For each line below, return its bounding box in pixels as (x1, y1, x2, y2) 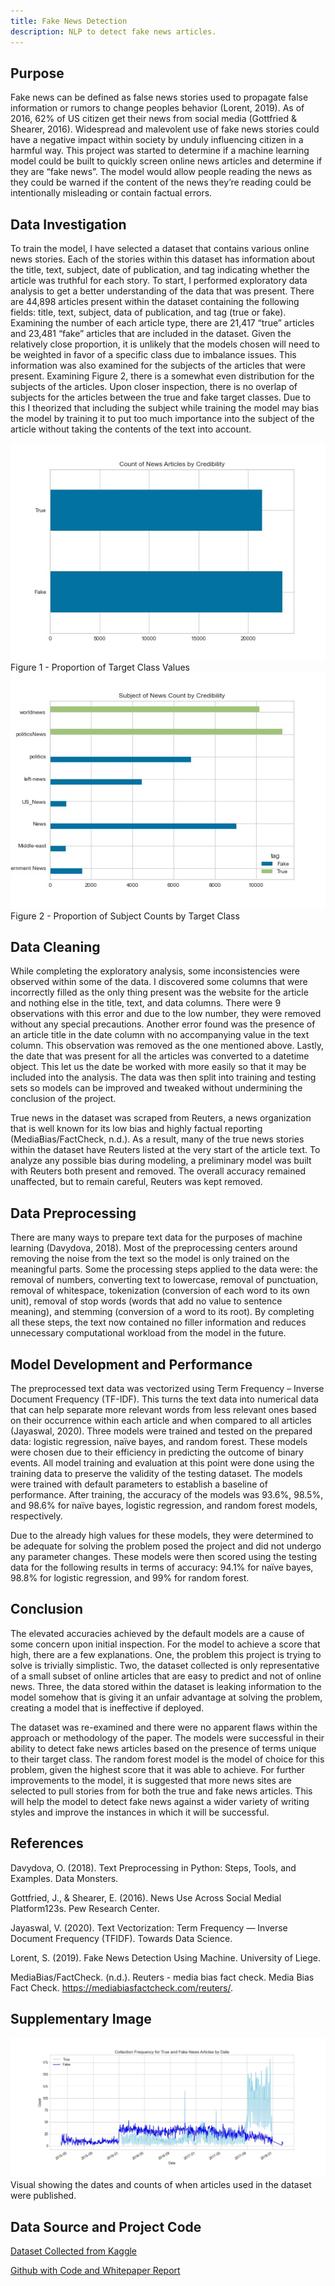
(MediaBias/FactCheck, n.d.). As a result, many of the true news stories (10, 1133, 305, 1145)
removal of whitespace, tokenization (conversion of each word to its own (10, 1285, 310, 1297)
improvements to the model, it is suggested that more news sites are (10, 1774, 293, 1786)
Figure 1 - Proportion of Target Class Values (10, 661, 190, 673)
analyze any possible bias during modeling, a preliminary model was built (10, 1155, 312, 1167)
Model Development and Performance (10, 1356, 253, 1373)
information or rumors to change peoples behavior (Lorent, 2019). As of (10, 102, 305, 114)
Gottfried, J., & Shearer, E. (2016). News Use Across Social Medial (10, 1891, 282, 1904)
